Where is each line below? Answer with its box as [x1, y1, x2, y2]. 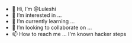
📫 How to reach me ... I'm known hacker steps [11, 31, 127, 37]
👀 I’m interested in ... [11, 12, 62, 19]
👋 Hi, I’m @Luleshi [11, 6, 56, 12]
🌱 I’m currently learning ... [11, 18, 75, 24]
